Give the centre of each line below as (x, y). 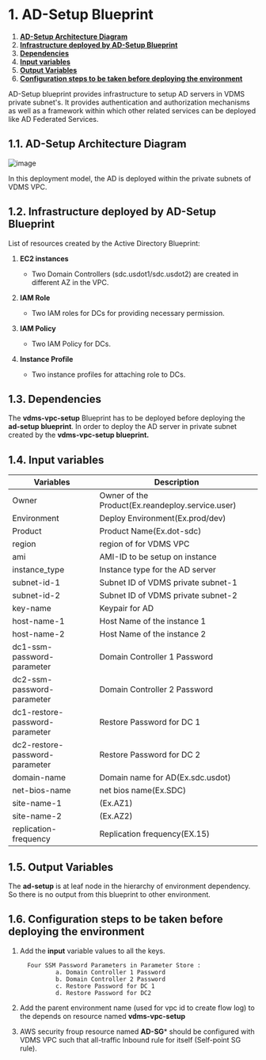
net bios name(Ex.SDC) (142, 791)
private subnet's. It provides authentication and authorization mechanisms (129, 102)
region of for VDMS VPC (144, 544)
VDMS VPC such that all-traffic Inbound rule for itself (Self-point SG (130, 1039)
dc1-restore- (38, 712)
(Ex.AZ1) (116, 804)
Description (177, 482)
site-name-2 (37, 816)
